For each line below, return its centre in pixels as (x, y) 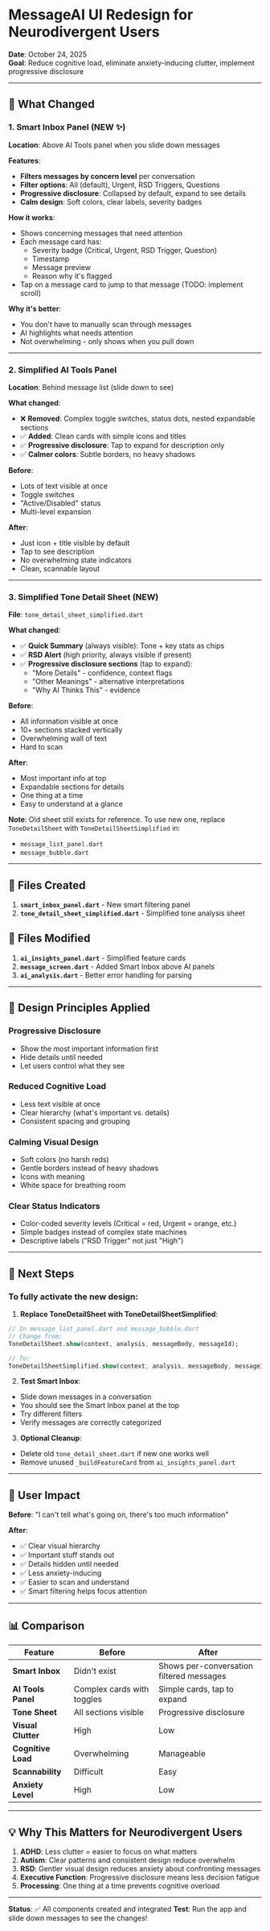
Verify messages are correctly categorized (91, 1422)
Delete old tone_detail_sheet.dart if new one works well (114, 1454)
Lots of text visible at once (64, 486)
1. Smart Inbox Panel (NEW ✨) (67, 127)
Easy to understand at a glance (71, 804)
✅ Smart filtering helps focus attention (83, 1591)
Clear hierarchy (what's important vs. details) (95, 1112)
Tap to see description (57, 551)
